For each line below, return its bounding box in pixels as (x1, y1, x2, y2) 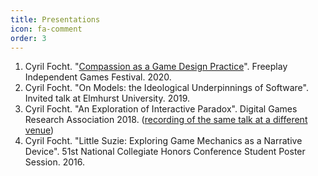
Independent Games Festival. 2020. (24, 71, 172, 83)
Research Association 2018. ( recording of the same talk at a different (24, 114, 308, 126)
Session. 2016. (24, 156, 86, 168)
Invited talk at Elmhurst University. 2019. (24, 92, 191, 105)
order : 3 (10, 33, 47, 43)
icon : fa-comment (10, 24, 83, 34)
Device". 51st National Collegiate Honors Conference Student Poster (24, 146, 306, 158)
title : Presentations (10, 14, 101, 25)
